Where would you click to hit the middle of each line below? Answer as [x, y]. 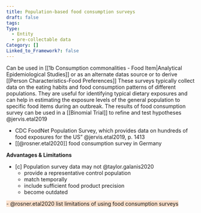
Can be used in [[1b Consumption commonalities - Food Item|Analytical [94, 68]
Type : [13, 28]
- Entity [22, 34]
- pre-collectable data [41, 40]
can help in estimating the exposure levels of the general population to [93, 100]
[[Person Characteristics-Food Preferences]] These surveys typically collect [100, 80]
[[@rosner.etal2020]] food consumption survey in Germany [88, 143]
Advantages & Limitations [39, 155]
